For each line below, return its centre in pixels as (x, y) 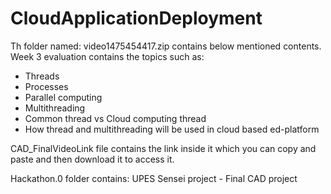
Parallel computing (63, 97)
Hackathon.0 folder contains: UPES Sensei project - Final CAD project (154, 178)
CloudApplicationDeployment (136, 18)
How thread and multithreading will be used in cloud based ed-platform (172, 129)
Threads (42, 76)
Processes (46, 86)
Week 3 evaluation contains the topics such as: (107, 56)
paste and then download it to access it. (92, 159)
